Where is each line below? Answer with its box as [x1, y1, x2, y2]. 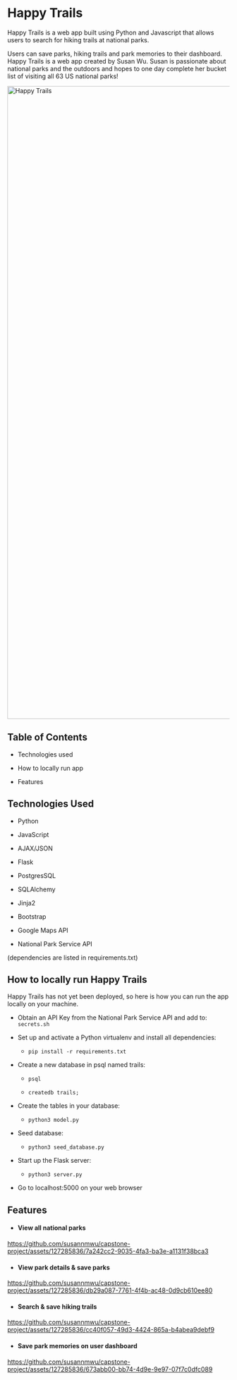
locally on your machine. [7, 1000, 79, 1008]
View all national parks [17, 1223, 86, 1232]
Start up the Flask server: [17, 1156, 92, 1165]
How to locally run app [17, 764, 83, 772]
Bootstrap [17, 912, 47, 921]
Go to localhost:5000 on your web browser [17, 1183, 142, 1192]
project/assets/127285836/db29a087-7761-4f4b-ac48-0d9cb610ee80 [7, 1286, 213, 1295]
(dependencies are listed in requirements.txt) [7, 953, 138, 962]
